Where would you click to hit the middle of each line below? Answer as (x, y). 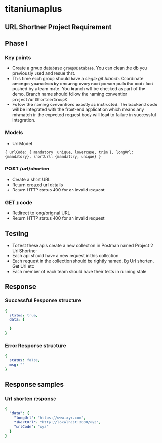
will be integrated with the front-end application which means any (78, 110)
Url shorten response (31, 399)
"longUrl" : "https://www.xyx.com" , (50, 418)
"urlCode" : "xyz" (31, 427)
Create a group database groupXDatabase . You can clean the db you (80, 68)
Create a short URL (31, 179)
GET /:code (19, 202)
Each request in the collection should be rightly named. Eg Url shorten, (83, 261)
